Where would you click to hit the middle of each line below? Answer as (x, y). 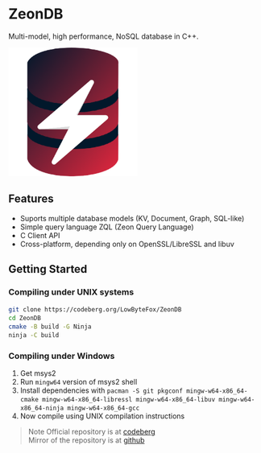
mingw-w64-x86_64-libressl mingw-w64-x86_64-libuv (128, 400)
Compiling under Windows (62, 356)
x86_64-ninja (42, 408)
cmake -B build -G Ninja (50, 327)
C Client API (40, 235)
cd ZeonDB (25, 319)
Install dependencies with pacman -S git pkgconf (101, 390)
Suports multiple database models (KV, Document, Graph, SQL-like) (132, 218)
